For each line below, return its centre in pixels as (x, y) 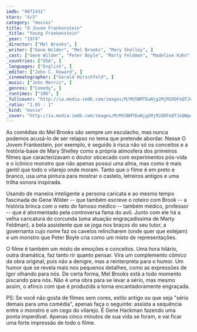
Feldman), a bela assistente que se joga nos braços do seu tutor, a (86, 225)
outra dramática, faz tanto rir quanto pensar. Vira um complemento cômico (96, 255)
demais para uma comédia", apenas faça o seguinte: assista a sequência (94, 304)
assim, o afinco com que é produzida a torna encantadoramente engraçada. (98, 287)
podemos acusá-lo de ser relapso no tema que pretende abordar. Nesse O (96, 138)
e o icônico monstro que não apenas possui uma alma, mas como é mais (94, 164)
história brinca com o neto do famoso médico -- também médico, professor (97, 206)
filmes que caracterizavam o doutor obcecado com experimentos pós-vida (97, 157)
